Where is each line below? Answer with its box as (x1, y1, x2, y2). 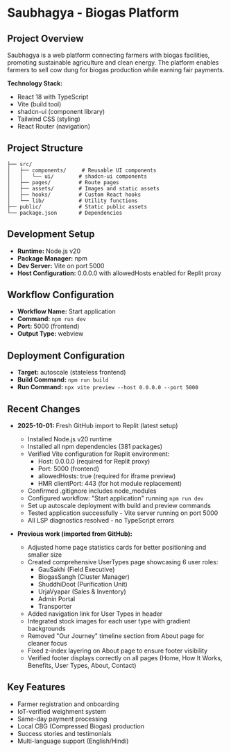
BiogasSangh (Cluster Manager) (37, 573, 130, 581)
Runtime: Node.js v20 (17, 247, 81, 255)
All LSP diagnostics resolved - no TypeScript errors (27, 516, 175, 525)
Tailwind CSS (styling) (17, 115, 81, 123)
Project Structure (7, 142, 83, 154)
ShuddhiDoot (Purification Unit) (37, 580, 128, 589)
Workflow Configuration (7, 289, 114, 301)
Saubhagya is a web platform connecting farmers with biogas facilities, (7, 51, 210, 59)
